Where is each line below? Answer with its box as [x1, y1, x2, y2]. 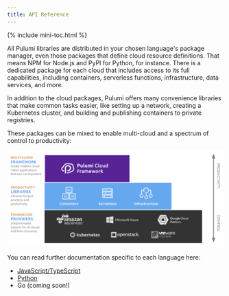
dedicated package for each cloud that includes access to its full [7, 66, 190, 74]
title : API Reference [7, 11, 69, 18]
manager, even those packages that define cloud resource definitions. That [7, 52, 219, 60]
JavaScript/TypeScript [16, 266, 81, 275]
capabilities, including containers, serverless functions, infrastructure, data [7, 73, 219, 82]
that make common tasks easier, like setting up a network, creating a [7, 101, 202, 109]
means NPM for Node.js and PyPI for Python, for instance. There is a [7, 58, 201, 67]
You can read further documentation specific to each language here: [7, 253, 201, 262]
